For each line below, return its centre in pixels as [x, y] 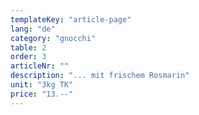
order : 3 [28, 57]
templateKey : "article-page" [71, 19]
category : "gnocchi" [53, 38]
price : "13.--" [42, 94]
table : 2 [28, 47]
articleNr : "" [40, 66]
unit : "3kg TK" [42, 85]
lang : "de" [33, 29]
